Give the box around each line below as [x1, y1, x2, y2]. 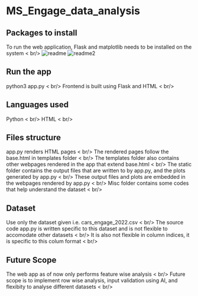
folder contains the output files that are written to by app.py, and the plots [6, 167, 186, 174]
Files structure [6, 133, 61, 143]
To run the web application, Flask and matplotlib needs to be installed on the [6, 43, 192, 50]
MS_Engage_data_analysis [6, 4, 141, 18]
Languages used [6, 99, 69, 110]
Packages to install [6, 28, 78, 38]
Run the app [6, 67, 51, 77]
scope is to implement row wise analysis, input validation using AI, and [6, 277, 178, 284]
